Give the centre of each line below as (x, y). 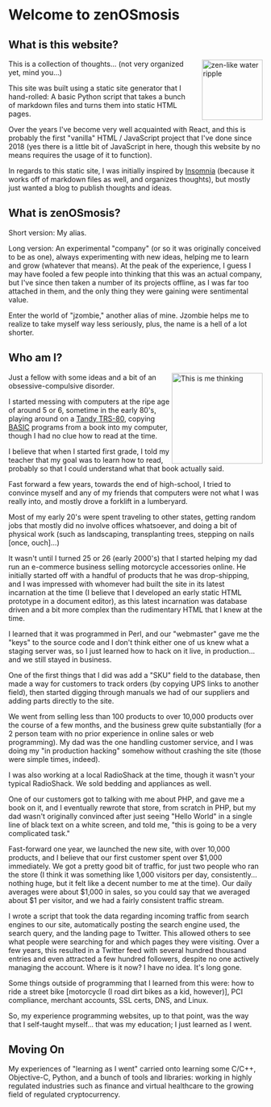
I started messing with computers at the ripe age (89, 402)
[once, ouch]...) (34, 543)
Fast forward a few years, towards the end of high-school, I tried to (120, 484)
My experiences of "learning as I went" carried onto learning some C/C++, (132, 1069)
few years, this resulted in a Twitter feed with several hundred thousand (127, 950)
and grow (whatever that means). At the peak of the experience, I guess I (130, 265)
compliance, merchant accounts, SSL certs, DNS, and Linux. (108, 1000)
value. (19, 299)
